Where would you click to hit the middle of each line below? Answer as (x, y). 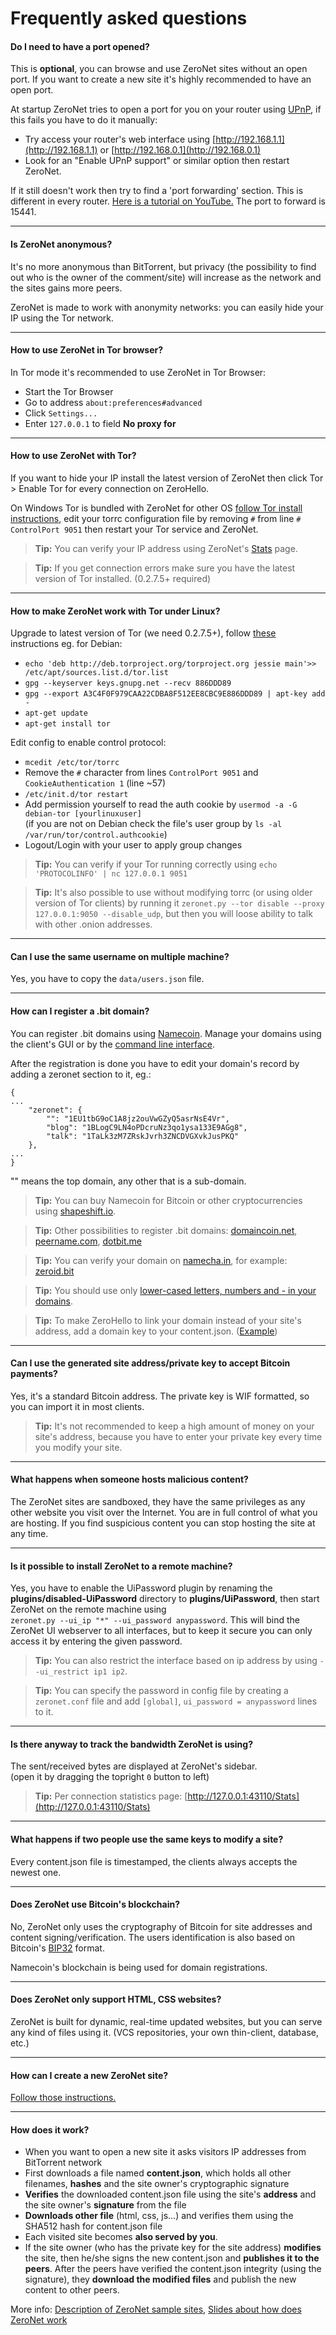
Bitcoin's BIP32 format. (57, 1948)
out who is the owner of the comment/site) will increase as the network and (166, 277)
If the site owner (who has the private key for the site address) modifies (173, 2248)
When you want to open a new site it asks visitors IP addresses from (165, 2152)
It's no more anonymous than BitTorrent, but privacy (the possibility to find (163, 266)
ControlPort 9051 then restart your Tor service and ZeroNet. (134, 529)
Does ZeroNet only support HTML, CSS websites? (116, 1999)
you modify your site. (78, 1447)
